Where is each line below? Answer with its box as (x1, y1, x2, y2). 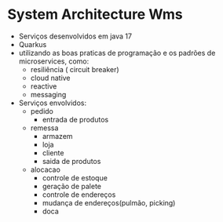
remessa (30, 123, 59, 133)
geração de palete (42, 181, 101, 191)
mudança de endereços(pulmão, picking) (42, 198, 176, 207)
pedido (30, 106, 54, 115)
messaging (30, 89, 67, 99)
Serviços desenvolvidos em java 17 (18, 31, 133, 41)
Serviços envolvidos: (18, 98, 87, 107)
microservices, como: (18, 56, 90, 66)
